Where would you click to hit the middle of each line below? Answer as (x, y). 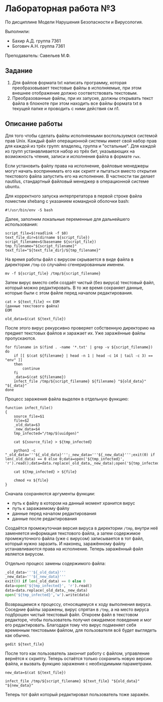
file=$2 (21, 420)
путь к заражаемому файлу (41, 508)
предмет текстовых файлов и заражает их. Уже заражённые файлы (75, 333)
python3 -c (25, 450)
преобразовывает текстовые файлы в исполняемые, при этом (77, 88)
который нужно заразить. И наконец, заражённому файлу (65, 544)
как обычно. (18, 635)
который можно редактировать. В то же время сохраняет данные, (74, 288)
